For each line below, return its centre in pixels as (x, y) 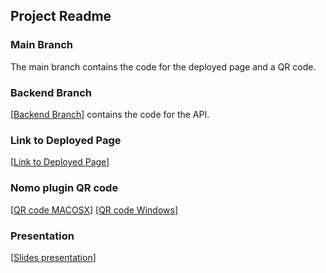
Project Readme (61, 16)
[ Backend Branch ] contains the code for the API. (110, 114)
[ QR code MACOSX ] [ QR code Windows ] (94, 210)
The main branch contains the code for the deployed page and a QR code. (163, 66)
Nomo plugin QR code (64, 188)
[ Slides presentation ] (53, 257)
